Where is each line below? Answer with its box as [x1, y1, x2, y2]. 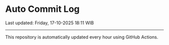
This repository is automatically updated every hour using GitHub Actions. [5, 34, 158, 40]
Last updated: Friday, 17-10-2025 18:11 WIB [5, 20, 94, 26]
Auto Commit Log [5, 3, 80, 15]
